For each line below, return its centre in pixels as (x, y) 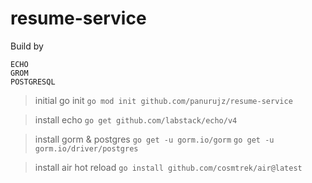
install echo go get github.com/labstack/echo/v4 (136, 119)
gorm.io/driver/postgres (86, 148)
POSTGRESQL (33, 82)
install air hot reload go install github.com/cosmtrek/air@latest (168, 167)
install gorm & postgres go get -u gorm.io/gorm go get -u (154, 139)
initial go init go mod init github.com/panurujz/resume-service (163, 100)
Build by (27, 46)
